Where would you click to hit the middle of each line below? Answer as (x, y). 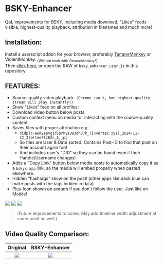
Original (17, 247)
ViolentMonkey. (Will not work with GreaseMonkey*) (52, 60)
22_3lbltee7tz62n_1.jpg (44, 138)
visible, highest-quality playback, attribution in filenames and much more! (79, 27)
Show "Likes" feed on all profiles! (45, 107)
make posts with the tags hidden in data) (53, 184)
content (20, 123)
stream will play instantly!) (43, 103)
